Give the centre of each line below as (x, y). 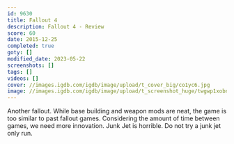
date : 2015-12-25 (32, 40)
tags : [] (20, 72)
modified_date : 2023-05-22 (46, 59)
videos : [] (23, 78)
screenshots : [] (31, 65)
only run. (20, 134)
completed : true (31, 46)
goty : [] (20, 53)
